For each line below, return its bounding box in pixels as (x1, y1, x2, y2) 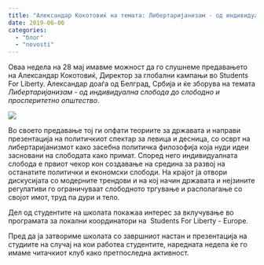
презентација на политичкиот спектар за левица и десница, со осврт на (8, 134, 251, 144)
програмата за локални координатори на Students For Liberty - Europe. (8, 216, 249, 226)
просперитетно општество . (8, 96, 100, 105)
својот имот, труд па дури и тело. (8, 193, 120, 202)
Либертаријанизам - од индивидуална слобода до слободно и (8, 87, 220, 97)
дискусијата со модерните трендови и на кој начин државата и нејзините (8, 176, 255, 186)
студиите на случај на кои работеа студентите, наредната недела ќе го (8, 240, 247, 249)
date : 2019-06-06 (8, 19, 65, 27)
